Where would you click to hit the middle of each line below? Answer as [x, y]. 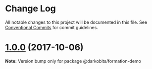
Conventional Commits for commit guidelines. [51, 27]
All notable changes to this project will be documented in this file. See [76, 22]
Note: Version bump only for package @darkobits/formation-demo [73, 61]
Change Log [30, 9]
